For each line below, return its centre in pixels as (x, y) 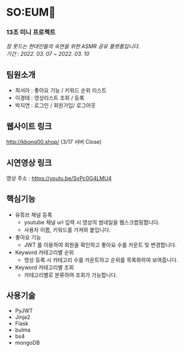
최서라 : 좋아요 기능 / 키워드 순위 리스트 (61, 90)
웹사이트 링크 (29, 126)
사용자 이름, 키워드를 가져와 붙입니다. (67, 230)
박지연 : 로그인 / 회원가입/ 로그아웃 (55, 105)
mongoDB (27, 342)
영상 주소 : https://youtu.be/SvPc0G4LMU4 (59, 178)
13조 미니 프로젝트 (31, 32)
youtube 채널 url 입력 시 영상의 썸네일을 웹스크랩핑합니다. (92, 222)
